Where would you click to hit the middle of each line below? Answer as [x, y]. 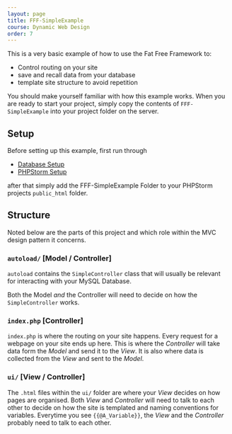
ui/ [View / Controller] [46, 377]
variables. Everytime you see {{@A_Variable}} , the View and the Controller [116, 415]
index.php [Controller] [45, 321]
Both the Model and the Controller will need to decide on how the [103, 295]
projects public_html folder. [48, 193]
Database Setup [41, 164]
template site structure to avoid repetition [77, 83]
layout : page [27, 14]
